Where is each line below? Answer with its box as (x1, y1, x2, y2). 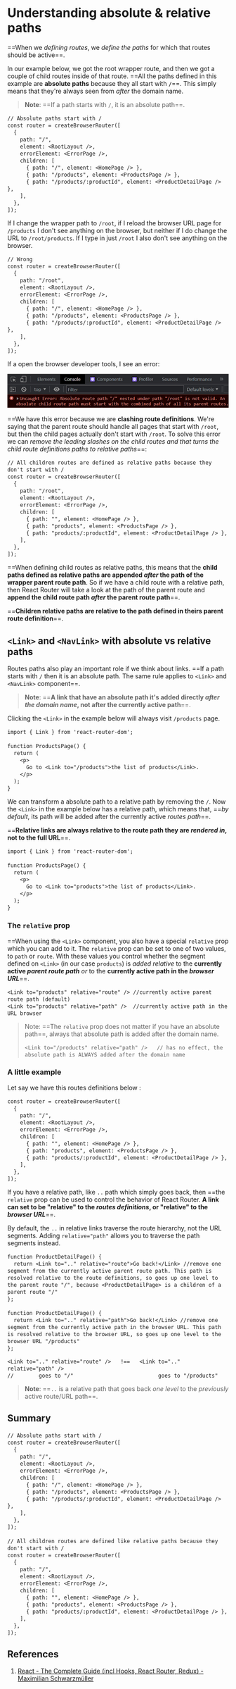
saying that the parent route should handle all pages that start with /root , (7, 423, 219, 431)
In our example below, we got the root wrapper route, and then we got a (7, 64, 216, 73)
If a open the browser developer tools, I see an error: (7, 359, 160, 368)
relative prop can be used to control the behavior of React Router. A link (7, 1195, 219, 1204)
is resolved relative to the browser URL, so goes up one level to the (7, 1330, 221, 1338)
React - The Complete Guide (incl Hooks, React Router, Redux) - (17, 1667, 204, 1676)
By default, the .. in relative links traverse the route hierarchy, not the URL (7, 1223, 222, 1232)
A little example (7, 1067, 62, 1077)
